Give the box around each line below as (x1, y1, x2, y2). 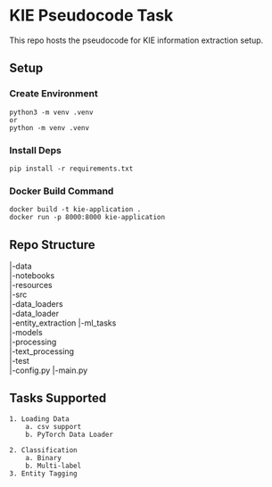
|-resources (9, 280, 53, 291)
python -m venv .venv (9, 123, 90, 132)
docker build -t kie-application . (9, 205, 142, 214)
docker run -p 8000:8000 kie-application (9, 213, 166, 222)
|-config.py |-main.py (9, 365, 88, 376)
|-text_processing (9, 346, 74, 357)
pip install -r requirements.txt (9, 164, 134, 173)
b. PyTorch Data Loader (25, 430, 114, 439)
